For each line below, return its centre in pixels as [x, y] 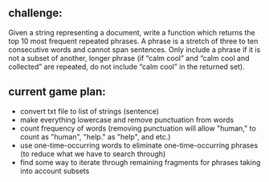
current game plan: [57, 92]
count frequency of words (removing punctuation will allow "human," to [138, 128]
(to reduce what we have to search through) [93, 154]
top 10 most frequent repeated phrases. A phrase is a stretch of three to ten [133, 41]
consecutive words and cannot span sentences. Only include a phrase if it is [134, 49]
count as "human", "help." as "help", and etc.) [95, 136]
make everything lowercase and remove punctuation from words [127, 119]
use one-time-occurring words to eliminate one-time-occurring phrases [139, 145]
